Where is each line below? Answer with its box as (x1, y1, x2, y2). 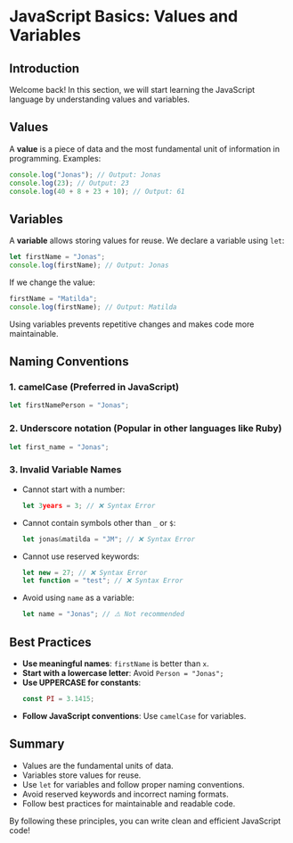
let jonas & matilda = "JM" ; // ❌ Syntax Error (21, 534, 196, 544)
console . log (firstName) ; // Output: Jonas (9, 261, 169, 270)
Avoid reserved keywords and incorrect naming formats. (21, 789, 229, 799)
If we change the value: (9, 277, 95, 288)
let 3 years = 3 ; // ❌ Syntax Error (21, 501, 156, 510)
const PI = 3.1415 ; (21, 694, 95, 703)
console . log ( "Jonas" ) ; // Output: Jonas (9, 170, 162, 179)
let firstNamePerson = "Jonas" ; (9, 401, 129, 410)
